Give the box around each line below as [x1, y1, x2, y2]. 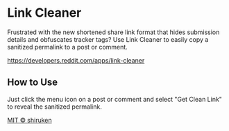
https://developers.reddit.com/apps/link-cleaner [7, 56, 145, 64]
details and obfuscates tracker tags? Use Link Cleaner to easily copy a [7, 35, 209, 43]
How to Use [7, 77, 58, 88]
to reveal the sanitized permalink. [7, 102, 102, 111]
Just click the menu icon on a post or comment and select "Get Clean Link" [7, 95, 222, 103]
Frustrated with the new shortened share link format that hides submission [7, 28, 220, 36]
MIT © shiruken [7, 116, 52, 124]
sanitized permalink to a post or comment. [7, 43, 128, 51]
